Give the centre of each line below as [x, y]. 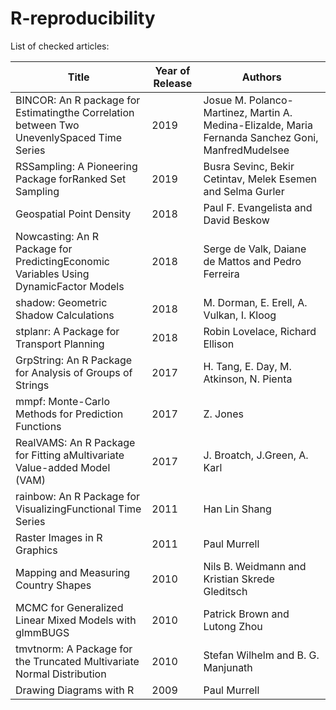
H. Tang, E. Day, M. [247, 366]
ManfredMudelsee [246, 150]
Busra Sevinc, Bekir [249, 166]
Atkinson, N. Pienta [248, 379]
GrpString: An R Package [74, 360]
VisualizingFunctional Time [78, 509]
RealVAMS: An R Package [75, 442]
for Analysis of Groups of [74, 372]
